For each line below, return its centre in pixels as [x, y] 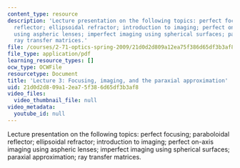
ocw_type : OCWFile [35, 67]
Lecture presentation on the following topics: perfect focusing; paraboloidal [119, 134]
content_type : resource [43, 14]
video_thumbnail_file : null [56, 101]
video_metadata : [31, 107]
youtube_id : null [40, 114]
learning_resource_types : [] [51, 61]
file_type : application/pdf [49, 54]
